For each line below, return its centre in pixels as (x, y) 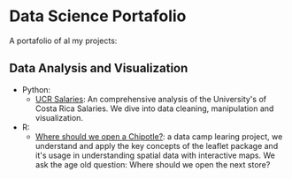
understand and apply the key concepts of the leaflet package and (157, 145)
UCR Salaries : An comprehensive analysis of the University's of (151, 99)
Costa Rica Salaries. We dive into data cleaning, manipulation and (154, 108)
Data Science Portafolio (98, 16)
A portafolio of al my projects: (63, 41)
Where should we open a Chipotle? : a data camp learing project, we (159, 136)
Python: (36, 89)
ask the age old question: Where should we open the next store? (153, 164)
